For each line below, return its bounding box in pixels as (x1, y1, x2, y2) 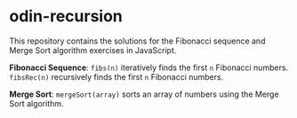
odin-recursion (9, 6, 123, 27)
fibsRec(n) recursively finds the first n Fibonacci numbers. (9, 71, 224, 82)
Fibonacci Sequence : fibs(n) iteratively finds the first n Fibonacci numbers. (9, 62, 289, 73)
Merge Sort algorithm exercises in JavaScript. (9, 44, 177, 55)
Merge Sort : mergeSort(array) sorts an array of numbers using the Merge (9, 89, 279, 99)
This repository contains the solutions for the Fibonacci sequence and (9, 35, 266, 46)
